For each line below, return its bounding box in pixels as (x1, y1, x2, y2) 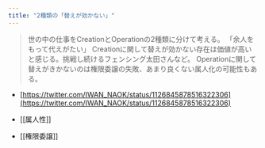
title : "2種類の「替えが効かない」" (8, 11, 115, 20)
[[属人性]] (19, 114, 52, 123)
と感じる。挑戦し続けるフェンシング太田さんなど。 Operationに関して (27, 54, 256, 63)
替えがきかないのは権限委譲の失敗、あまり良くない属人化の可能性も (27, 64, 251, 74)
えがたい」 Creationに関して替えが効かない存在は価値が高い (55, 44, 252, 54)
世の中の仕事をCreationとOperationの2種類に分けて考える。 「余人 (27, 34, 248, 44)
